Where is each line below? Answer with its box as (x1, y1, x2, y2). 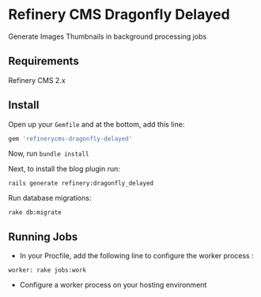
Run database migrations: (8, 194, 92, 203)
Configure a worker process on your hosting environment (19, 280, 207, 290)
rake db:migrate (8, 209, 62, 216)
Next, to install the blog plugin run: (8, 164, 121, 174)
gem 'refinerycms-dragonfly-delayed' (8, 134, 133, 143)
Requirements (8, 55, 79, 68)
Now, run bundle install (8, 148, 89, 159)
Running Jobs (8, 230, 78, 243)
